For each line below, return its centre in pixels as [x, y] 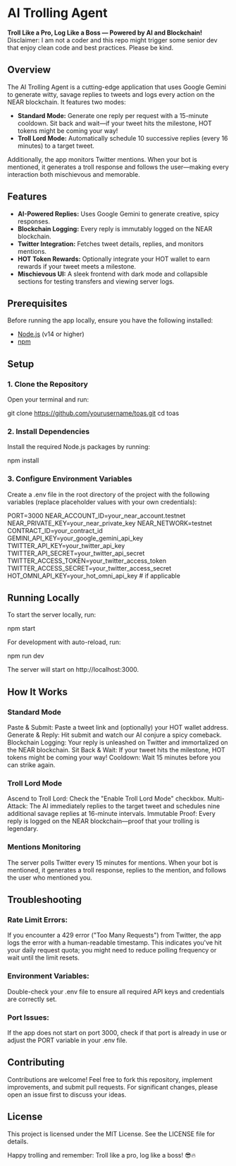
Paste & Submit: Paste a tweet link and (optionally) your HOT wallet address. [118, 728]
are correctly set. [32, 999]
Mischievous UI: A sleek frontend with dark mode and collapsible [112, 274]
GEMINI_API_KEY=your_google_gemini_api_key [75, 538]
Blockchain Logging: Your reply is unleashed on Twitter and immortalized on [118, 742]
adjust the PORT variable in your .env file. [68, 1040]
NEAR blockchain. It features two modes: [67, 102]
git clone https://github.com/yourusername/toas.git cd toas [93, 413]
